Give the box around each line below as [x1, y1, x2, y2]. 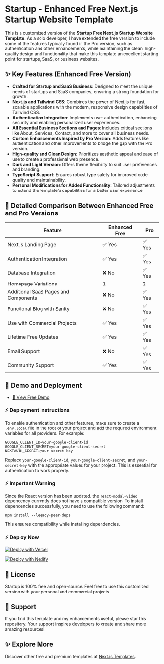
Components [7, 294, 38, 301]
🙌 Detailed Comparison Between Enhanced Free [5, 202, 154, 210]
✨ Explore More [5, 640, 54, 649]
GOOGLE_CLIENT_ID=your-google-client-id [5, 440, 89, 445]
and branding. [12, 166, 41, 172]
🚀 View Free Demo [12, 394, 50, 400]
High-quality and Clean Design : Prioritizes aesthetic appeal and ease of [12, 151, 158, 157]
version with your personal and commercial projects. [5, 589, 111, 594]
